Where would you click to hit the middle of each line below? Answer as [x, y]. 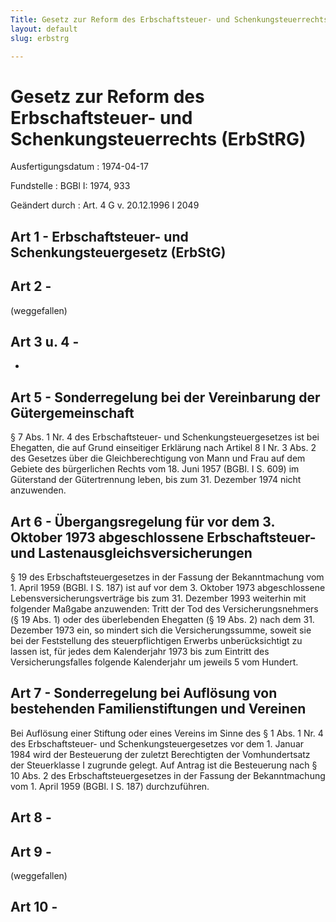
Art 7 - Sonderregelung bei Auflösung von [144, 693]
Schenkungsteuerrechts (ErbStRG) [158, 138]
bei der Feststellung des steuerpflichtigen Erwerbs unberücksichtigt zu [156, 640]
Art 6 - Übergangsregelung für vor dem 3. [142, 521]
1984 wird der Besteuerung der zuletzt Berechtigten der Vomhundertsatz [160, 754]
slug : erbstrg [40, 38]
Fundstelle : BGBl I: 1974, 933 [70, 186]
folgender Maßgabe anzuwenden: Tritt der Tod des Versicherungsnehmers [164, 608]
